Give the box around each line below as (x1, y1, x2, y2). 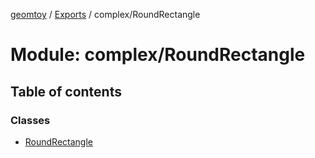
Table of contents (10, 83, 122, 100)
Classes (10, 113, 51, 127)
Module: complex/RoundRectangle (10, 44, 306, 66)
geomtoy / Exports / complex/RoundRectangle (10, 9, 201, 20)
